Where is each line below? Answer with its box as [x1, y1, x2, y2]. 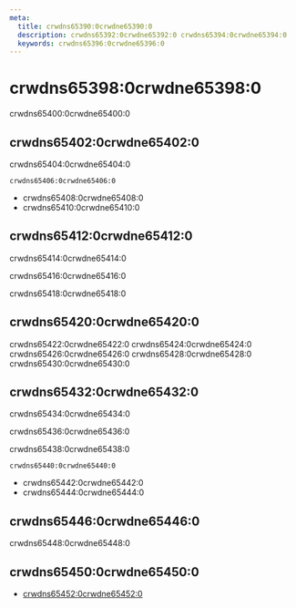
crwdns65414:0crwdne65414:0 [9, 252, 128, 263]
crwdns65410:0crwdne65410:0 [22, 202, 140, 212]
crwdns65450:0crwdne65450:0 [9, 564, 199, 580]
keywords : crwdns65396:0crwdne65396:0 [17, 38, 166, 48]
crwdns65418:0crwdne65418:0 [9, 288, 127, 299]
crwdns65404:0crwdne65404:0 [9, 159, 130, 170]
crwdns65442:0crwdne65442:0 [22, 478, 144, 489]
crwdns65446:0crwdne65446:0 [9, 513, 200, 529]
